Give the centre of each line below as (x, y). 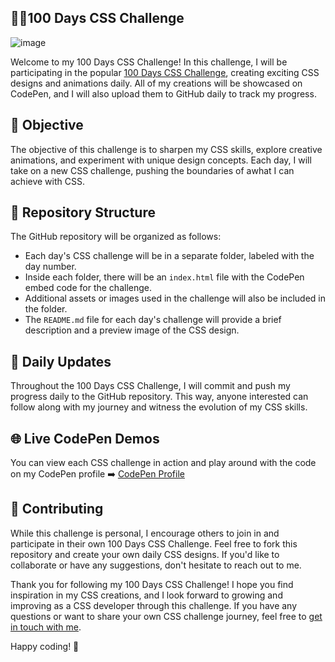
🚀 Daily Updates (61, 361)
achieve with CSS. (47, 181)
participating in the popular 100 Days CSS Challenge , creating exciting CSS (165, 72)
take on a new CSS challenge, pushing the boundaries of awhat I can (152, 170)
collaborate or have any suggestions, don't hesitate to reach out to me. (156, 565)
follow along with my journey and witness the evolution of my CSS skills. (159, 407)
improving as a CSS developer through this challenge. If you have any (154, 605)
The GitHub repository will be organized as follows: (116, 237)
